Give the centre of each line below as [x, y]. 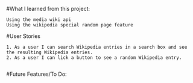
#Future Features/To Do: [37, 74]
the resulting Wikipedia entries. [50, 52]
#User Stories [24, 36]
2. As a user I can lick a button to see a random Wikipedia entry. [94, 58]
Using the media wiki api [39, 20]
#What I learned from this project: [48, 9]
